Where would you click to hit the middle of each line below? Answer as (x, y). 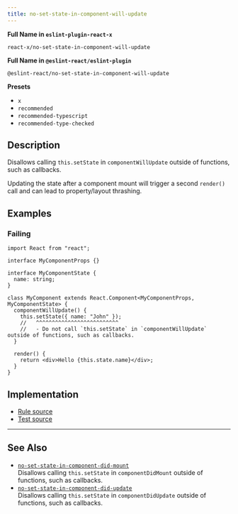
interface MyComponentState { (52, 273)
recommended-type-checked (56, 124)
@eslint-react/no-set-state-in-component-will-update (89, 73)
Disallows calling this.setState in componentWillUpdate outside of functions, (119, 162)
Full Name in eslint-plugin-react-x (60, 34)
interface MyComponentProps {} (53, 261)
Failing (19, 234)
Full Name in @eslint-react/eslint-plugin (69, 60)
